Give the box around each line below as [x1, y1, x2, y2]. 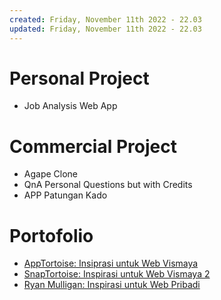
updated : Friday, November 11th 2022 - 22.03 [9, 24, 202, 34]
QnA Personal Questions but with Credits [23, 179, 193, 191]
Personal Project [9, 67, 150, 90]
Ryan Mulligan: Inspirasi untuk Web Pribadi [23, 279, 201, 291]
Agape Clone [23, 168, 79, 180]
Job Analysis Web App [23, 100, 118, 112]
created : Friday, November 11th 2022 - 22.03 [9, 14, 202, 25]
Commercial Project [9, 135, 177, 158]
